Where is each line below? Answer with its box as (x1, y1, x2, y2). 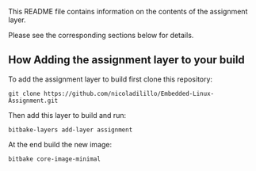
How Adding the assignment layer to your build (8, 53, 246, 66)
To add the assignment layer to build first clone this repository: (8, 74, 212, 84)
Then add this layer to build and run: (8, 110, 127, 120)
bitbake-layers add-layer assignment (8, 126, 133, 134)
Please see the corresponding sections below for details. (8, 31, 194, 40)
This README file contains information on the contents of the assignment (8, 7, 248, 16)
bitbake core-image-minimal (8, 154, 101, 163)
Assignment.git (8, 97, 59, 104)
